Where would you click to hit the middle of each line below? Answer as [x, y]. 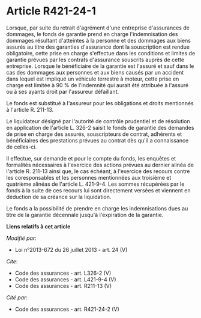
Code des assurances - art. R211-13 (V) [63, 286]
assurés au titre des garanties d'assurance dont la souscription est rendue [98, 47]
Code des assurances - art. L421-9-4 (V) [65, 279]
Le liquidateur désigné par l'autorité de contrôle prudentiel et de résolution [98, 121]
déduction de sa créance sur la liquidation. [59, 197]
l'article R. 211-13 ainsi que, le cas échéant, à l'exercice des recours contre [98, 171]
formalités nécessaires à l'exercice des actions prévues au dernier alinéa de [100, 165]
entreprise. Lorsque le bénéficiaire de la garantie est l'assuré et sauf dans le [100, 66]
